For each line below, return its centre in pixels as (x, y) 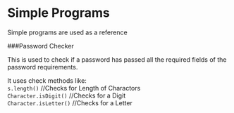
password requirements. (43, 67)
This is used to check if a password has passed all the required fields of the (117, 59)
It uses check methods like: (47, 80)
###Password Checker (41, 46)
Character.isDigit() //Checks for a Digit (66, 95)
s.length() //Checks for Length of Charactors (74, 88)
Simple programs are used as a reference (68, 32)
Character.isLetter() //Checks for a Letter (70, 102)
